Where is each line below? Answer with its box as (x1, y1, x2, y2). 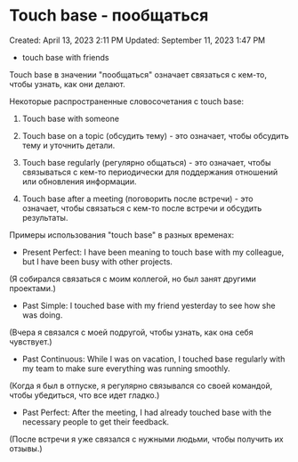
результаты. (21, 212, 68, 223)
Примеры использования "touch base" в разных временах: (9, 229, 235, 240)
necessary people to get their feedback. (21, 416, 170, 427)
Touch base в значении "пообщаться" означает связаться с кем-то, (9, 69, 267, 80)
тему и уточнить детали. (21, 140, 116, 150)
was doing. (21, 309, 63, 320)
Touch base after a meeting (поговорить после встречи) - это (21, 193, 254, 204)
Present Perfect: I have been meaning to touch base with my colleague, (21, 247, 285, 257)
